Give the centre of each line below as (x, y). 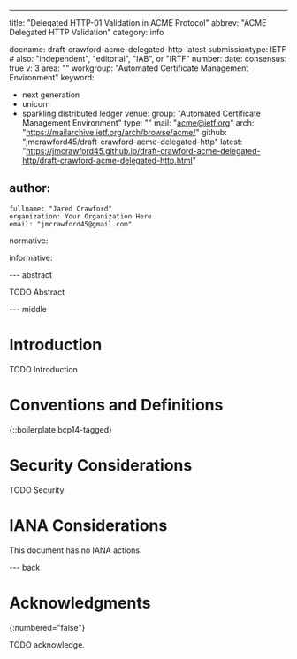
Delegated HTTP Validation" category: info (87, 32)
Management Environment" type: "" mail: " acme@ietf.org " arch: (138, 123)
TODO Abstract (37, 292)
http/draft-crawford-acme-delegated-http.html (107, 161)
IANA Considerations (88, 525)
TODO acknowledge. (47, 644)
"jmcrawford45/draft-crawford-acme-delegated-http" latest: (132, 142)
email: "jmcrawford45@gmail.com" (71, 224)
